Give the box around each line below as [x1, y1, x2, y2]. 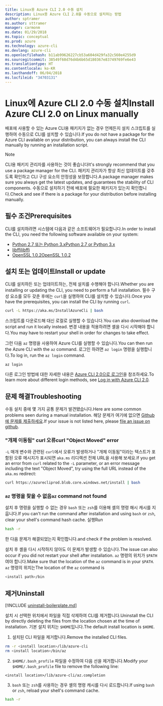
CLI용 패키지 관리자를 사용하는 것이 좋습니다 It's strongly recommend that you [5, 161, 155, 167]
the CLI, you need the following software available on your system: [5, 231, 139, 237]
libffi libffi [12, 247, 30, 253]
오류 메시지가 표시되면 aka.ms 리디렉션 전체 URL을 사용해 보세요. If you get [14, 455, 156, 461]
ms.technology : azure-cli [5, 43, 57, 48]
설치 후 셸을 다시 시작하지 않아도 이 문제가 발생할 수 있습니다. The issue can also [5, 546, 158, 552]
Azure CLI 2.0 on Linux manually [5, 108, 139, 120]
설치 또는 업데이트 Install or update [5, 267, 106, 276]
